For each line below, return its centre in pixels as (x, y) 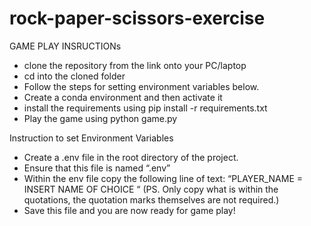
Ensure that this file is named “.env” (97, 168)
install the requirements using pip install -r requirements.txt (145, 108)
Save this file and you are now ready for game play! (129, 210)
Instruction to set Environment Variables (91, 138)
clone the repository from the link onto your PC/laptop (135, 65)
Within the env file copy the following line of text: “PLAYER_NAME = (163, 178)
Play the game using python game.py (100, 118)
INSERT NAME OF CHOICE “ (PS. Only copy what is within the (151, 189)
